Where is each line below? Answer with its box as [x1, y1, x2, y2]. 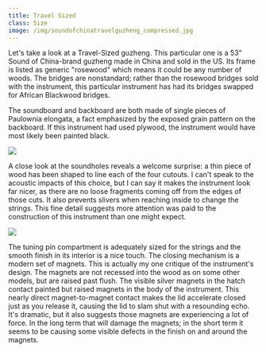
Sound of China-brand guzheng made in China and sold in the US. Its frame [8, 56, 256, 66]
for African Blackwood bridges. [8, 91, 110, 100]
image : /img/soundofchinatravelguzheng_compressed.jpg [8, 26, 194, 34]
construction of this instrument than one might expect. [8, 212, 187, 222]
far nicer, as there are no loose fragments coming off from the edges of [8, 187, 242, 196]
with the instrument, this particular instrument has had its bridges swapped [8, 82, 254, 91]
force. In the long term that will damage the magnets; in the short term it [8, 319, 244, 328]
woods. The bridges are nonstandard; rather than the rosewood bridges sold [8, 73, 259, 83]
